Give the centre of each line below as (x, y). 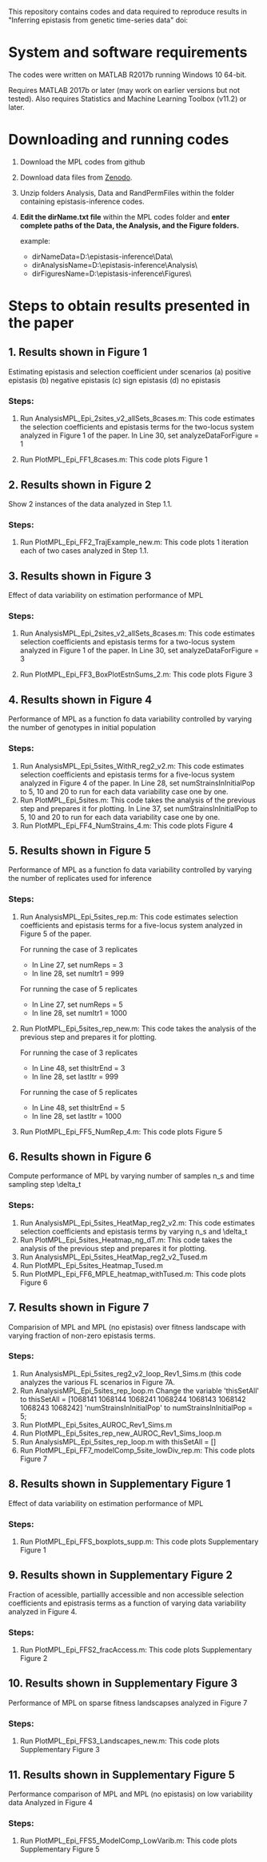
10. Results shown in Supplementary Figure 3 (123, 1684)
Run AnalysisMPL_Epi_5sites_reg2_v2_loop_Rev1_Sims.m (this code (131, 1373)
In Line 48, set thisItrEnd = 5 (78, 1107)
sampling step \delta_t (45, 1185)
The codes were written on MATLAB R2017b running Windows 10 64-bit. (128, 75)
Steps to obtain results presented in (129, 306)
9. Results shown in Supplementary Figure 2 (121, 1575)
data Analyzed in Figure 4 (51, 1802)
